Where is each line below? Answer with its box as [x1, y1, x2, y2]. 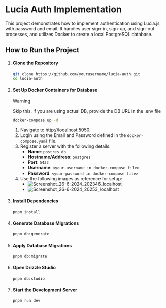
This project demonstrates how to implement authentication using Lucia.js [5, 20, 160, 26]
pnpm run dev [12, 298, 41, 303]
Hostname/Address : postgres [27, 154, 91, 160]
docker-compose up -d [12, 118, 58, 123]
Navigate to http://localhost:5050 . [20, 127, 91, 133]
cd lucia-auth [12, 76, 43, 81]
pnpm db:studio [12, 276, 45, 281]
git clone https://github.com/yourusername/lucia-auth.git [12, 71, 141, 77]
